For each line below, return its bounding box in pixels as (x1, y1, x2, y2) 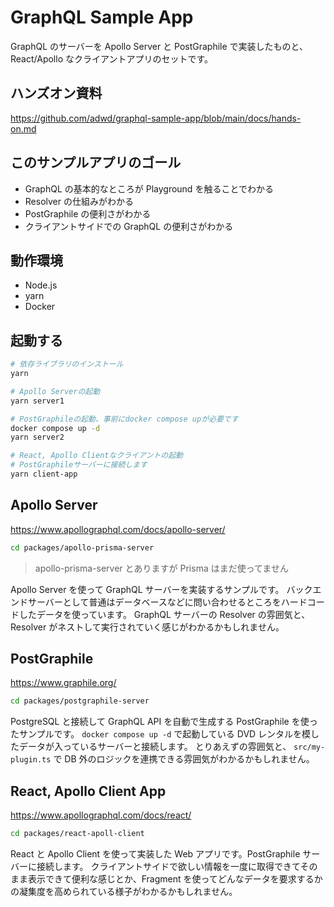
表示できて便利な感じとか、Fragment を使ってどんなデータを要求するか (27, 873, 323, 885)
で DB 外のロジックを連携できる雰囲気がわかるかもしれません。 (53, 753, 315, 765)
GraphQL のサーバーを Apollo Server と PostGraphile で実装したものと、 (10, 40, 309, 52)
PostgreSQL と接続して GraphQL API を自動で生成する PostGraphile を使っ (10, 716, 318, 728)
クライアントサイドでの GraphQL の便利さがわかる (24, 220, 234, 232)
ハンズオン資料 (10, 85, 103, 102)
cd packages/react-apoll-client (10, 829, 145, 839)
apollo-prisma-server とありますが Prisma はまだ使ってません (34, 562, 289, 574)
